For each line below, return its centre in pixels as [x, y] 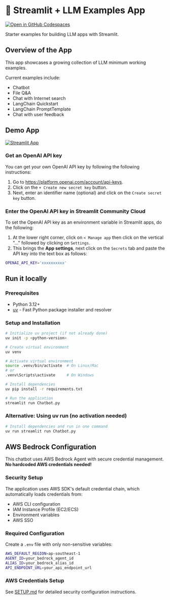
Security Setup [24, 478]
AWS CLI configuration [37, 504]
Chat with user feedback [38, 114]
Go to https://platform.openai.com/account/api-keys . [68, 182]
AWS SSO [23, 520]
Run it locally [26, 279]
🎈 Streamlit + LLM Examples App [75, 10]
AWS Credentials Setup [35, 581]
